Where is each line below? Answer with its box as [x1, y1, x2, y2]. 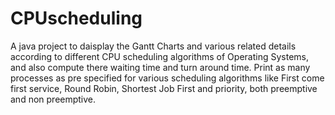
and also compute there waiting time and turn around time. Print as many [10, 61, 311, 73]
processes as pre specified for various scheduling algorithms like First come [10, 72, 325, 84]
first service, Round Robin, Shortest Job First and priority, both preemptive [10, 82, 318, 94]
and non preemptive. [10, 93, 97, 105]
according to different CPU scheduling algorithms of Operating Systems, [10, 50, 309, 62]
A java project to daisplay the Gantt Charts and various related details [10, 40, 297, 52]
